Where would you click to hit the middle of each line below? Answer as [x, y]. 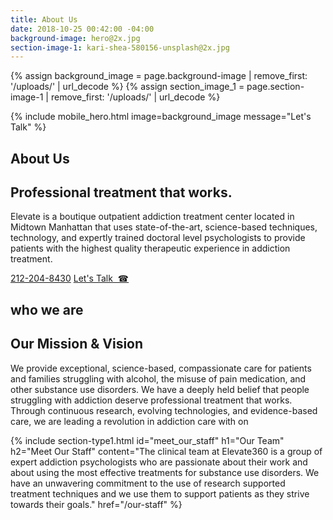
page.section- [275, 87]
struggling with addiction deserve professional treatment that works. [151, 400]
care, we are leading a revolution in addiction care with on [129, 421]
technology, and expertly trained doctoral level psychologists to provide [158, 238]
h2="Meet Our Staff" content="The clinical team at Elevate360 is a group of [166, 451]
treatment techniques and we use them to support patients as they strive [160, 493]
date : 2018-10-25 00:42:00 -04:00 [82, 29]
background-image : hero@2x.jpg [75, 38]
